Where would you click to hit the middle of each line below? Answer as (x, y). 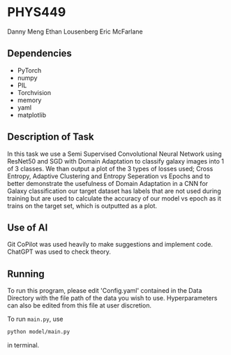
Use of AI (28, 227)
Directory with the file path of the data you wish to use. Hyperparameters (112, 298)
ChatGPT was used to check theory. (59, 252)
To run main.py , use (35, 319)
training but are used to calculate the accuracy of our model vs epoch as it (114, 198)
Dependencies (39, 53)
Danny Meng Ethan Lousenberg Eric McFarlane (75, 31)
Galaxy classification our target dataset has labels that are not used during (114, 191)
